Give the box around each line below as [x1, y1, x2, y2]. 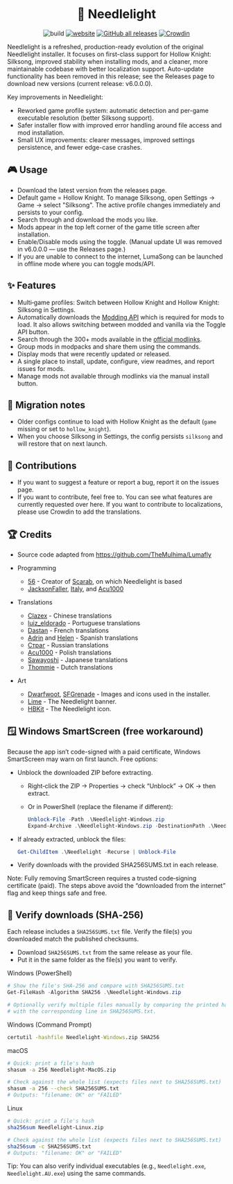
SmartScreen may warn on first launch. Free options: [7, 755, 158, 763]
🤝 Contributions [7, 460, 77, 471]
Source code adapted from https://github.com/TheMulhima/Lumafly [17, 550, 212, 559]
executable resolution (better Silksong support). [17, 114, 154, 122]
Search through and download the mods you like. [17, 215, 158, 224]
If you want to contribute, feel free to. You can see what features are [17, 493, 213, 501]
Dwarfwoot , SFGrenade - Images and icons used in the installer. [27, 690, 211, 698]
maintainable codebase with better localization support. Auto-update [7, 64, 204, 73]
